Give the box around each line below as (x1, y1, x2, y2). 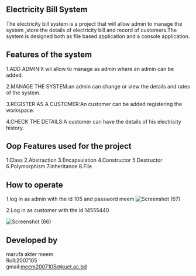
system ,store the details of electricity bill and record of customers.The (6, 26, 177, 33)
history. (6, 124, 25, 131)
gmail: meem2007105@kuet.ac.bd (6, 263, 87, 270)
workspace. (6, 107, 35, 114)
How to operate (6, 180, 63, 190)
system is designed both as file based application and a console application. (6, 32, 190, 40)
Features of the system (6, 50, 92, 60)
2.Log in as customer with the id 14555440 (6, 207, 109, 214)
